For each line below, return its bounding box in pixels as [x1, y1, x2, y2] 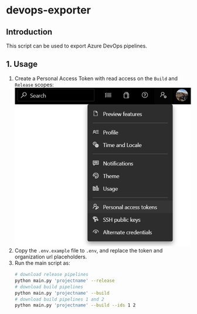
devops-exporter [6, 4, 91, 17]
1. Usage [6, 59, 38, 69]
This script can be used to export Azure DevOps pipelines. [6, 42, 148, 49]
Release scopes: [14, 81, 54, 88]
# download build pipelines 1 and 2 [14, 296, 104, 302]
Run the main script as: [14, 260, 70, 267]
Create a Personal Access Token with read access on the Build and [14, 74, 178, 82]
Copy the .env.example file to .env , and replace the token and [14, 247, 163, 254]
